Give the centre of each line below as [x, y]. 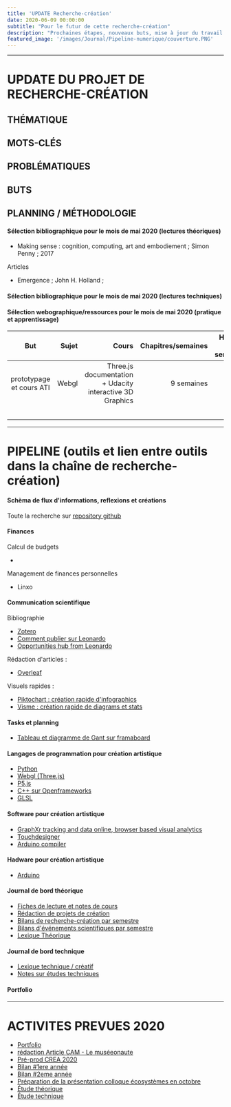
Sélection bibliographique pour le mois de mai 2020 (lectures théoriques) [114, 231]
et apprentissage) [33, 319]
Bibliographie [26, 618]
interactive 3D [111, 392]
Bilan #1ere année [42, 1067]
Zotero [26, 631]
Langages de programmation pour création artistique [85, 753]
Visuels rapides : [31, 686]
